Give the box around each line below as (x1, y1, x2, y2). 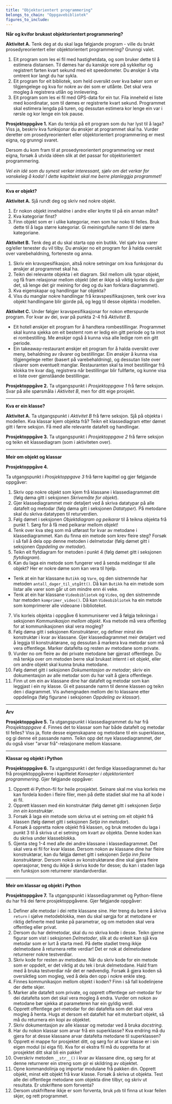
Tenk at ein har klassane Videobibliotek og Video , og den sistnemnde (13, 591, 160, 598)
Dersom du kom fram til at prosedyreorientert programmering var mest (6, 147, 155, 153)
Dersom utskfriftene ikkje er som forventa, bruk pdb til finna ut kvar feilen (13, 1088, 166, 1094)
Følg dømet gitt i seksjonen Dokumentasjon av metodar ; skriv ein (13, 667, 151, 673)
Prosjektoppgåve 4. (6, 464, 48, 470)
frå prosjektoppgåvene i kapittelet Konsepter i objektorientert (6, 771, 134, 777)
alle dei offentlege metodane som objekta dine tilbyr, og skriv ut (13, 1077, 148, 1083)
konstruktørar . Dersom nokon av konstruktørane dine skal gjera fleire (13, 857, 159, 863)
